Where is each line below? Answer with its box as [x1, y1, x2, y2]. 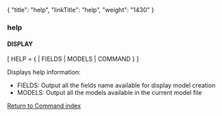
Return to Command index [7, 102, 81, 110]
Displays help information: [7, 68, 81, 76]
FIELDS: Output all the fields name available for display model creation [16, 81, 216, 89]
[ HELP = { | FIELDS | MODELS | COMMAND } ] [7, 55, 139, 63]
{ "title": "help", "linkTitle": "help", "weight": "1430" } [7, 6, 154, 14]
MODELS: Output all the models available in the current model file [16, 89, 202, 97]
